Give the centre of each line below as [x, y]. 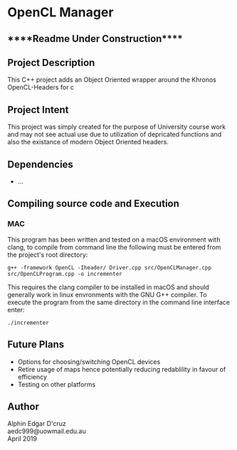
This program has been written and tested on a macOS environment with [114, 240]
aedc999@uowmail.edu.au [47, 432]
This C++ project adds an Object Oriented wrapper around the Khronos [112, 80]
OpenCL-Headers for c [41, 87]
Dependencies [40, 164]
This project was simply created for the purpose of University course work [117, 127]
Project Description [51, 62]
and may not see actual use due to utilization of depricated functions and [115, 134]
